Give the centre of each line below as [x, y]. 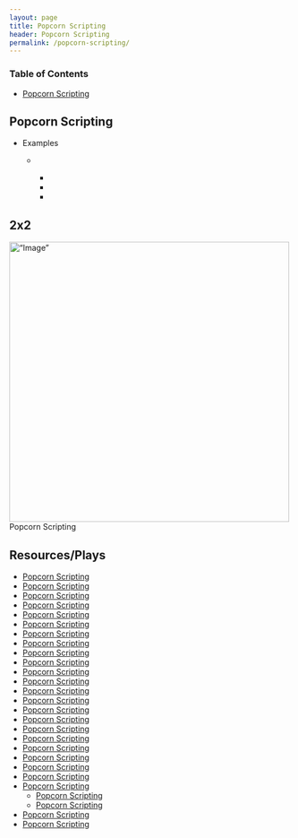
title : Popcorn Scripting [57, 26]
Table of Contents [49, 74]
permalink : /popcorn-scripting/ [69, 43]
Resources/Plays [58, 555]
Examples [40, 143]
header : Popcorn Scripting [60, 34]
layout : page [34, 17]
